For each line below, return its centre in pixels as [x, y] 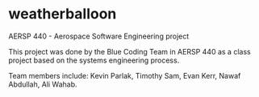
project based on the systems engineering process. [94, 60]
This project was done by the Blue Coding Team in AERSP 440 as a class [130, 51]
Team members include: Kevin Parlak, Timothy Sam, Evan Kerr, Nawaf [125, 75]
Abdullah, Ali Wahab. [43, 84]
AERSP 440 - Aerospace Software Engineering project [99, 36]
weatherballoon [63, 14]
